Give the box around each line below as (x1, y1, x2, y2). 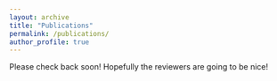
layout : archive (9, 12, 69, 22)
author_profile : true (9, 37, 90, 47)
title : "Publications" (9, 21, 94, 30)
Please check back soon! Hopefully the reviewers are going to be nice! (9, 62, 269, 72)
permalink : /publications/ (9, 29, 110, 38)
